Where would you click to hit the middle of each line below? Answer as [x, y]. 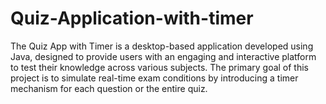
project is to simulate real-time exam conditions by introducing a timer [154, 78]
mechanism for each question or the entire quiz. [109, 88]
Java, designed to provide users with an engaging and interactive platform [163, 56]
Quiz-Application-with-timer [132, 18]
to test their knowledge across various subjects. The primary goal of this [159, 67]
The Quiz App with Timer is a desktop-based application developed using [162, 46]
